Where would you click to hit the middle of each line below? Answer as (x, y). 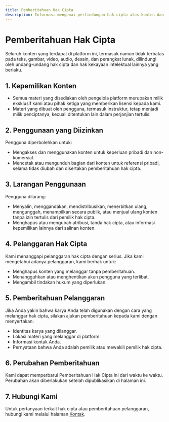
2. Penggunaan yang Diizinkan (54, 130)
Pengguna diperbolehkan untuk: (39, 143)
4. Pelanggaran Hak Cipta (46, 244)
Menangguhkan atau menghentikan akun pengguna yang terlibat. (81, 276)
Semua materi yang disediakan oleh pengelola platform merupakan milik (88, 98)
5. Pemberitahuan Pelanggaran (55, 298)
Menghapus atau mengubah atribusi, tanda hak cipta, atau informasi (84, 222)
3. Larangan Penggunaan (46, 184)
